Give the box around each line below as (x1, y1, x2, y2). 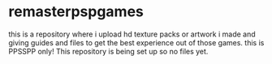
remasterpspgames (8, 2, 144, 21)
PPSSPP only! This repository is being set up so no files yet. (8, 46, 209, 56)
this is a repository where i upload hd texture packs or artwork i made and (8, 29, 256, 39)
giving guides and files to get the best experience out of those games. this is (8, 37, 265, 47)
